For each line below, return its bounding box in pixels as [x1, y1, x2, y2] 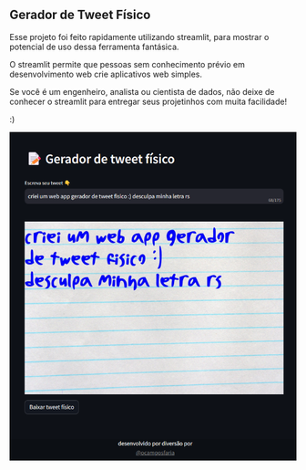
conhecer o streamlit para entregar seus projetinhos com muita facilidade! [9, 96, 288, 107]
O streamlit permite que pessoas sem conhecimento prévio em [9, 58, 246, 69]
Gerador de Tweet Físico [9, 7, 151, 23]
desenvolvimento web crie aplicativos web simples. [9, 68, 203, 79]
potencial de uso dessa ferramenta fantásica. [9, 41, 179, 52]
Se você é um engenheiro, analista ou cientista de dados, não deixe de [9, 86, 275, 97]
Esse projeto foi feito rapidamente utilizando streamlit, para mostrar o [9, 31, 270, 42]
